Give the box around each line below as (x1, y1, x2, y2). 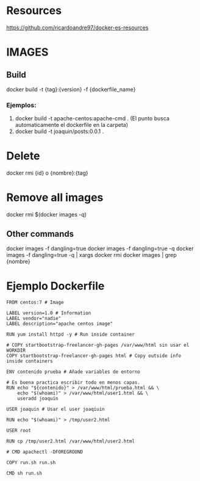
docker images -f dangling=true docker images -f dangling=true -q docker (6, 245, 194, 252)
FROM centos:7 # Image (6, 299, 64, 305)
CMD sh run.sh (6, 470, 43, 476)
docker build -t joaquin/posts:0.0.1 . (15, 128, 104, 135)
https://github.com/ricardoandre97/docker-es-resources (6, 24, 149, 31)
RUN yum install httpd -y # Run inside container (6, 331, 135, 338)
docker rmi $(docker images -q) (6, 211, 87, 219)
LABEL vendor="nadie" (6, 315, 62, 321)
